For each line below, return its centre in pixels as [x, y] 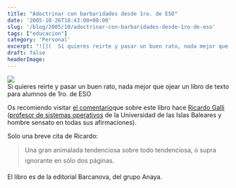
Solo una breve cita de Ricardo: [53, 136]
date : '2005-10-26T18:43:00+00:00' [60, 20]
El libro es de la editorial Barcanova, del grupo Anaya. [85, 177]
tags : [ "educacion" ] [38, 33]
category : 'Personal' [39, 40]
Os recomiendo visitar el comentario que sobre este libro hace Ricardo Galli [116, 107]
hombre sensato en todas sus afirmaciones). [72, 122]
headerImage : [26, 60]
